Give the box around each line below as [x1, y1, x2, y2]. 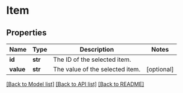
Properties [6, 28, 47, 38]
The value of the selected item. [53, 65, 141, 73]
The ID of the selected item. [53, 55, 131, 64]
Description [79, 46, 114, 53]
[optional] [146, 65, 175, 73]
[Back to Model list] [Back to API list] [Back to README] [6, 80, 144, 88]
